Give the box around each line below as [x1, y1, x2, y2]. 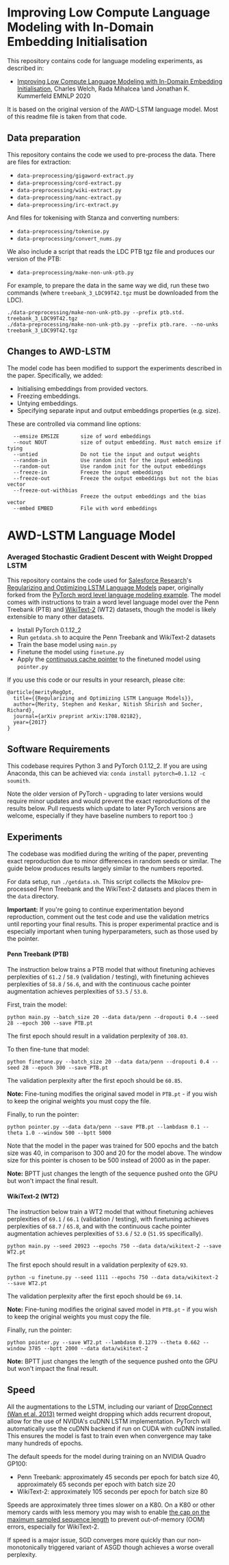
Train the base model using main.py [16, 641, 118, 649]
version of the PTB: [7, 254, 62, 263]
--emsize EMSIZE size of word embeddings [13, 433, 152, 440]
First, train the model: [7, 1000, 67, 1009]
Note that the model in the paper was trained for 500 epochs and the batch [7, 1141, 219, 1149]
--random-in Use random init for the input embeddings [13, 457, 204, 464]
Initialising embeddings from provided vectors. [16, 384, 148, 392]
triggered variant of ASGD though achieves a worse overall [48, 1543, 214, 1551]
